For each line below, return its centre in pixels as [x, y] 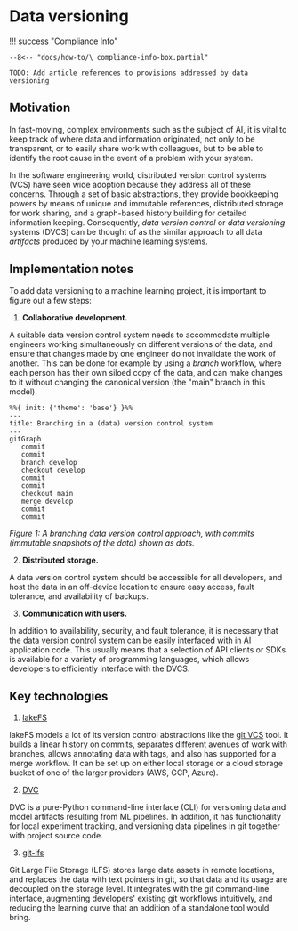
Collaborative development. [75, 317]
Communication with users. [74, 613]
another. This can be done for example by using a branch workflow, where [145, 363]
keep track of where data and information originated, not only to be [132, 139]
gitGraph [25, 439]
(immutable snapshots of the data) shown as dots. [102, 542]
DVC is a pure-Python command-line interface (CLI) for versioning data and [148, 807]
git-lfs [33, 853]
